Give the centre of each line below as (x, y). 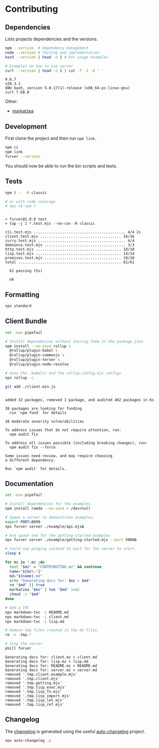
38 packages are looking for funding (44, 408)
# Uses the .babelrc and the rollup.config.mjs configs (63, 373)
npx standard (18, 306)
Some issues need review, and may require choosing (59, 456)
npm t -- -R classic (26, 193)
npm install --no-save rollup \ (38, 346)
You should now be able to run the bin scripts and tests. (61, 166)
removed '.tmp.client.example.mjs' (41, 674)
